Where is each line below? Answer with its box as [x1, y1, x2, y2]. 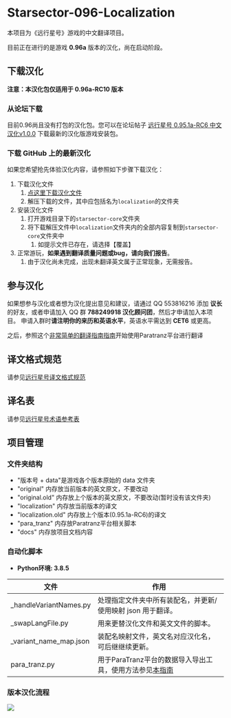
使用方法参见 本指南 [111, 665, 174, 675]
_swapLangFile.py [10, 618, 69, 628]
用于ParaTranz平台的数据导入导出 [97, 655, 206, 664]
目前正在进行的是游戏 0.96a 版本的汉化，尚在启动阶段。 [7, 43, 166, 51]
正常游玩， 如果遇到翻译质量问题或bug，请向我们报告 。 [16, 249, 174, 257]
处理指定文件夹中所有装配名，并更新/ [97, 595, 218, 605]
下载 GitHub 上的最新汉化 [7, 148, 91, 158]
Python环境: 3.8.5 [16, 564, 69, 572]
